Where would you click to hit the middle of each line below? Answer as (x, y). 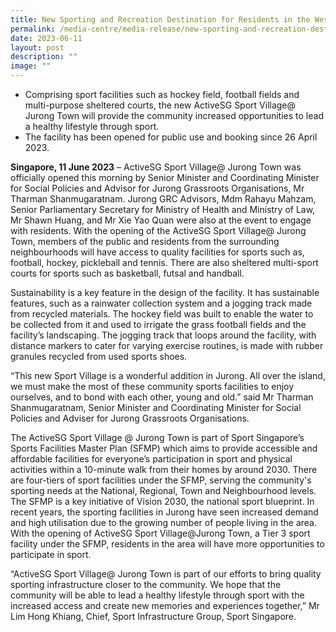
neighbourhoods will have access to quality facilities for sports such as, (157, 252)
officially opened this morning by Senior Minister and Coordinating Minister (165, 177)
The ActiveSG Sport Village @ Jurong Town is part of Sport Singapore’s (157, 437)
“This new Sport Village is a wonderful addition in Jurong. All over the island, (168, 375)
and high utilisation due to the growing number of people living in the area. (164, 522)
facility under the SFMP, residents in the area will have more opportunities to (167, 544)
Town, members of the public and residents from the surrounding (145, 241)
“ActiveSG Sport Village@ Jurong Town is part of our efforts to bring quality (166, 574)
